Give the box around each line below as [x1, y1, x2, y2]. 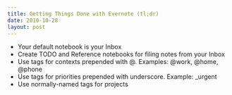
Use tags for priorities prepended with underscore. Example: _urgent [17, 72, 217, 81]
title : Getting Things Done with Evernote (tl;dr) [7, 10, 159, 18]
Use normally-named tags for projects [17, 80, 128, 89]
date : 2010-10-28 [7, 17, 59, 24]
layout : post [7, 23, 46, 30]
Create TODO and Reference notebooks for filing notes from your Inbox [17, 50, 226, 58]
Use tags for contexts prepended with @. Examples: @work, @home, [17, 58, 219, 66]
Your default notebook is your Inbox [17, 43, 122, 51]
